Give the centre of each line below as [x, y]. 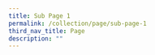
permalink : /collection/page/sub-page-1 [78, 23]
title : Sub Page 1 [39, 16]
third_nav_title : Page [47, 31]
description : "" [36, 38]
